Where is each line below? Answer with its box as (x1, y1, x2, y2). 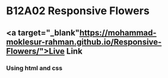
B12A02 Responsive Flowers (6, 4, 150, 18)
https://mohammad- (79, 28, 157, 38)
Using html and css (6, 64, 63, 72)
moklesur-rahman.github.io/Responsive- (6, 37, 162, 47)
